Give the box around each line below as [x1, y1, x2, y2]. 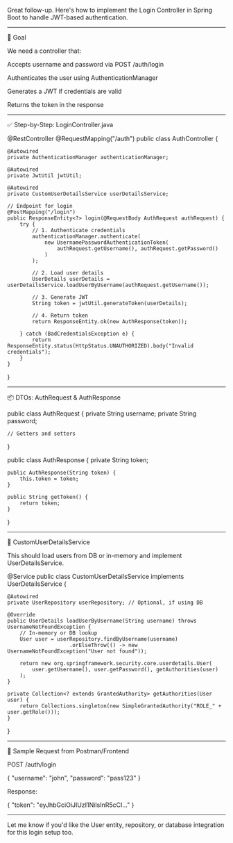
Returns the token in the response [7, 101, 104, 108]
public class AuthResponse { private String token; [7, 456, 149, 464]
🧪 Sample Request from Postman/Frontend [7, 747, 130, 755]
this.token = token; [19, 475, 79, 482]
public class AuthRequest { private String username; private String [7, 409, 197, 418]
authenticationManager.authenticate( [32, 233, 141, 240]
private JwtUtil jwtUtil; [7, 172, 82, 179]
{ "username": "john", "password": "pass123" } [7, 774, 141, 782]
